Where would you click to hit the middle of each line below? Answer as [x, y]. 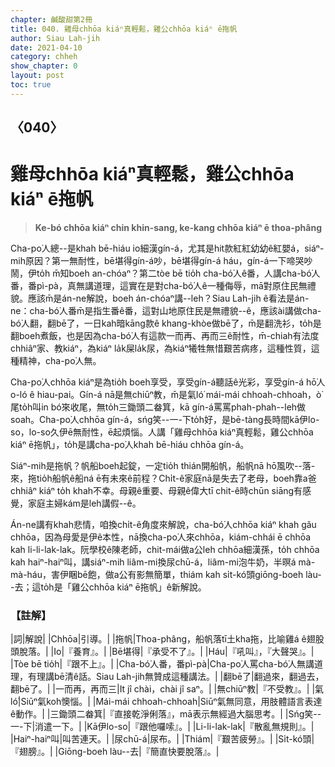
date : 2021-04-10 [46, 47]
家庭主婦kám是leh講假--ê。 [84, 503]
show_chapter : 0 [44, 66]
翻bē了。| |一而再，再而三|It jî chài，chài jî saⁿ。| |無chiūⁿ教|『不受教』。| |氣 [167, 689]
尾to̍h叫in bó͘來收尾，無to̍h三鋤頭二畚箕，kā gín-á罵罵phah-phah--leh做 [158, 407]
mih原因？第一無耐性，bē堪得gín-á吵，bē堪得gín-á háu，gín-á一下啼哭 [157, 261]
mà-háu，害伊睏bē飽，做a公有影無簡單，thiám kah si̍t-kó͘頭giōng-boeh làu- [166, 575]
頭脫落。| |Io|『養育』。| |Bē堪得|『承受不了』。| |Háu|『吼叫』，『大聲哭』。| [162, 652]
